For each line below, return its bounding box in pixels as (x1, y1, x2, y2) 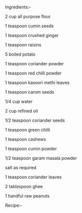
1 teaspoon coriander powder (5, 61, 64, 66)
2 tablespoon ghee (5, 184, 43, 189)
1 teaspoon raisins (5, 42, 41, 48)
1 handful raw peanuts (5, 193, 50, 199)
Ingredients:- (5, 4, 31, 10)
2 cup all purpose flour (5, 14, 51, 19)
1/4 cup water (5, 98, 33, 104)
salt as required (5, 165, 37, 170)
